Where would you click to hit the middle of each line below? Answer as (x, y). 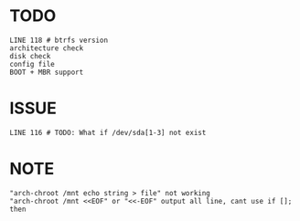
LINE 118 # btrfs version (59, 40)
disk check (30, 56)
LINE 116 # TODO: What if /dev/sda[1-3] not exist (108, 132)
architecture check (47, 48)
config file (32, 64)
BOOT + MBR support (47, 72)
